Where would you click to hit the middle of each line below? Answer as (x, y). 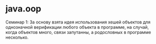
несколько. (17, 37)
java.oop (23, 9)
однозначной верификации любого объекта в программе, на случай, (77, 27)
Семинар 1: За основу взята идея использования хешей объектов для (78, 22)
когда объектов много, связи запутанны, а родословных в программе (78, 32)
